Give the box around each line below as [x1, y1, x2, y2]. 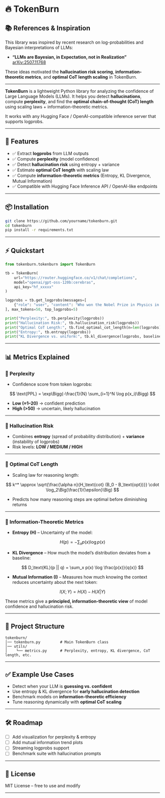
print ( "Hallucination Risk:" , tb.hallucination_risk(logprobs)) [5, 320, 139, 325]
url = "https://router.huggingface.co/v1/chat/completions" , [14, 275, 137, 280]
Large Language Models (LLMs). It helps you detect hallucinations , [5, 93, 141, 99]
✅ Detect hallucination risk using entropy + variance [12, 161, 120, 167]
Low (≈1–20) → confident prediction [12, 400, 86, 406]
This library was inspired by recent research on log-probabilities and [5, 39, 144, 45]
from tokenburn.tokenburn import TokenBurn [5, 262, 96, 267]
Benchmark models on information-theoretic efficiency [12, 694, 127, 700]
